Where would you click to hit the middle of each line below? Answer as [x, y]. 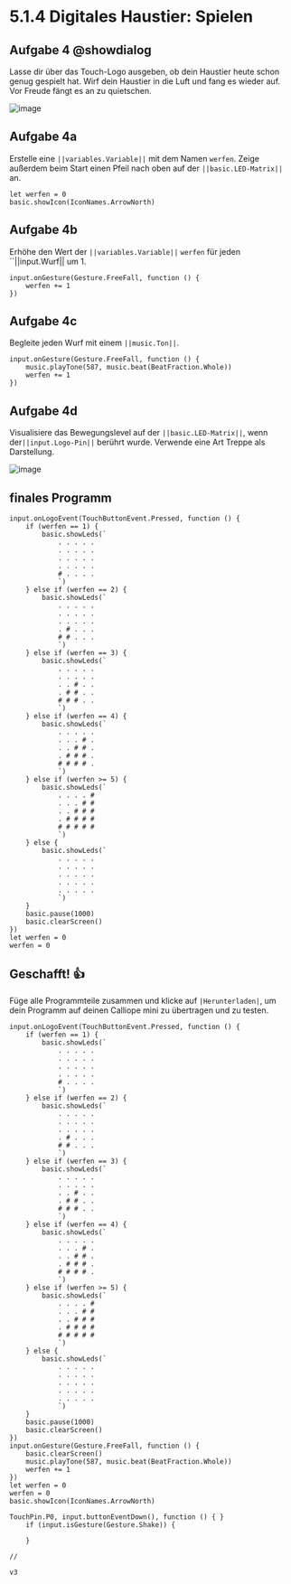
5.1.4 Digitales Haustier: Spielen [131, 17]
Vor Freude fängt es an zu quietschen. [80, 91]
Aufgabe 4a [43, 137]
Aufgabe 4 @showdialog [80, 50]
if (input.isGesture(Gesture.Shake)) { [101, 1524]
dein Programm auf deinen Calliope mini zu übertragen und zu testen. [139, 1010]
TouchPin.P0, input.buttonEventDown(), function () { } [117, 1517]
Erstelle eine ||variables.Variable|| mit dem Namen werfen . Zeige [135, 158]
